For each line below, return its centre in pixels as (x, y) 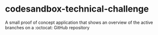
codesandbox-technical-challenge (77, 9)
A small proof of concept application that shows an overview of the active (79, 22)
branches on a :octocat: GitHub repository (47, 27)
